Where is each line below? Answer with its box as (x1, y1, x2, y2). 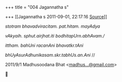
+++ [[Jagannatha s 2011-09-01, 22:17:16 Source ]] (5, 14, 107, 19)
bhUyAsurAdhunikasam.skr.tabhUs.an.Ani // (5, 52, 95, 58)
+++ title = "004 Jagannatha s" (5, 4, 69, 10)
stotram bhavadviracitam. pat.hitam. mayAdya (5, 23, 100, 29)
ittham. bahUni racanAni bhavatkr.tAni (5, 42, 84, 48)
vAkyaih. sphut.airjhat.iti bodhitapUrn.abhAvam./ (5, 33, 105, 39)
